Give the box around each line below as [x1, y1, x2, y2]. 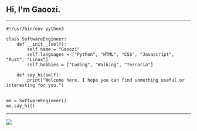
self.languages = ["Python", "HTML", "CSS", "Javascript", [27, 51, 175, 58]
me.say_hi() [6, 103, 35, 109]
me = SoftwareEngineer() [6, 98, 67, 103]
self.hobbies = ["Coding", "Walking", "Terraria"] [27, 62, 154, 68]
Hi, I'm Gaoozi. [6, 5, 60, 15]
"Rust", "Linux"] [6, 56, 49, 62]
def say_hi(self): [16, 72, 62, 78]
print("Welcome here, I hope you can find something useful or [27, 77, 185, 83]
